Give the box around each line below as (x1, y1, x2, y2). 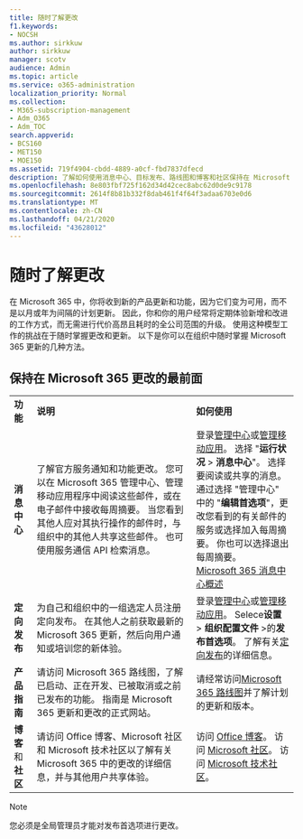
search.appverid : (9, 131, 75, 140)
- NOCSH (9, 30, 39, 39)
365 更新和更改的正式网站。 (36, 706, 156, 719)
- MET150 (9, 147, 42, 156)
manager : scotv (9, 55, 67, 64)
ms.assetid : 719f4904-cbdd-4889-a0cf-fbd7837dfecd (9, 164, 204, 173)
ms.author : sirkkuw (9, 38, 83, 48)
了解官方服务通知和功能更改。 (36, 462, 164, 475)
